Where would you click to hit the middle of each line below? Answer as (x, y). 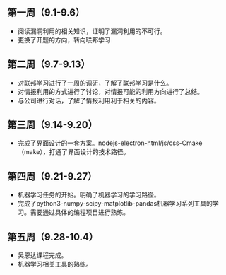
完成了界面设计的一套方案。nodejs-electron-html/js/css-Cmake (110, 143)
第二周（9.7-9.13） (49, 65)
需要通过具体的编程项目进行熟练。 (79, 212)
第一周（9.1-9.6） (46, 13)
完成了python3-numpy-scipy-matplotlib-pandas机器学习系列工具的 (115, 204)
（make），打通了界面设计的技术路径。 (73, 152)
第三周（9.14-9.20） (52, 125)
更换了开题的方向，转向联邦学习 (64, 40)
